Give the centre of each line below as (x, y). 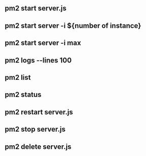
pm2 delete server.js (38, 147)
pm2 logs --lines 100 (38, 60)
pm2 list (18, 77)
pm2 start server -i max (43, 43)
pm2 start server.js (36, 8)
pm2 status (23, 95)
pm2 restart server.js (39, 112)
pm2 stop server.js (35, 129)
